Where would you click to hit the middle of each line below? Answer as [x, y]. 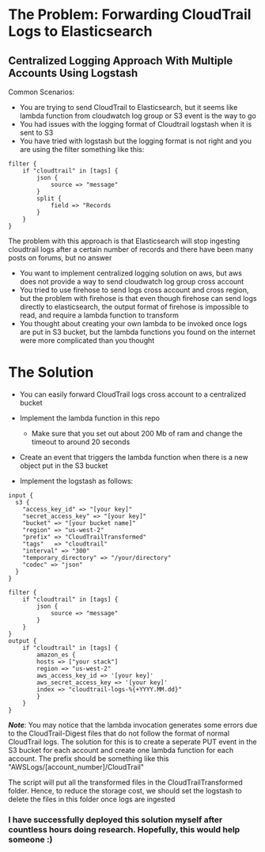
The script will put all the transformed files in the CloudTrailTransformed [125, 782]
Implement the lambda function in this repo [90, 418]
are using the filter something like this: [82, 149]
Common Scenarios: [42, 92]
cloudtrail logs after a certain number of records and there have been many [131, 249]
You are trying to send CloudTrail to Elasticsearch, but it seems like [129, 107]
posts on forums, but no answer [60, 258]
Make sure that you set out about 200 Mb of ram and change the [137, 433]
